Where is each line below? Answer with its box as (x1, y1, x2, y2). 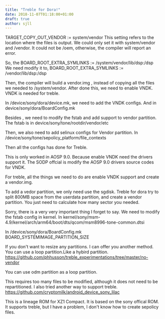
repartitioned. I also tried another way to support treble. (5, 284, 118, 290)
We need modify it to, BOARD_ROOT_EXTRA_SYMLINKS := (5, 65, 124, 71)
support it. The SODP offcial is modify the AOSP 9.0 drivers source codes (5, 159, 154, 165)
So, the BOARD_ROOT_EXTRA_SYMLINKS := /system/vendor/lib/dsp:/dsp (5, 60, 154, 66)
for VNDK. (5, 164, 26, 170)
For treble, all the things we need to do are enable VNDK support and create (5, 174, 159, 180)
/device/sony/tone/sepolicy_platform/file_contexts (5, 135, 107, 141)
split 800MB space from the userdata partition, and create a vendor (5, 194, 142, 200)
